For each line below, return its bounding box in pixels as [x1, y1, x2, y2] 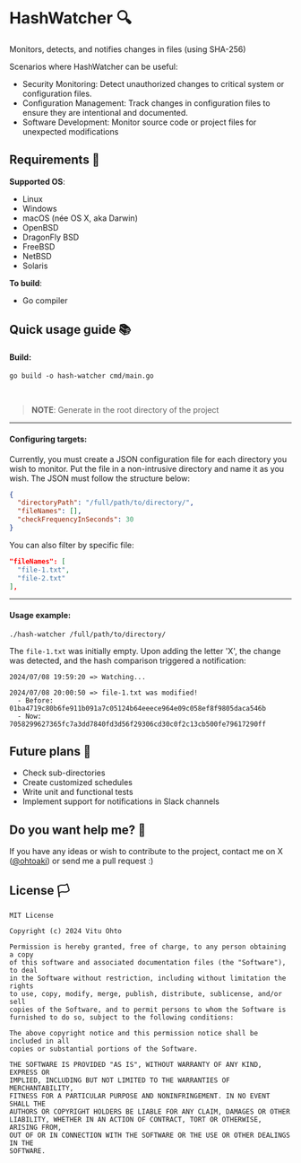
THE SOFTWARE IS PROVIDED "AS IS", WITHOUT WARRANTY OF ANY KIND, [9, 1061, 262, 1070]
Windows [21, 203, 57, 214]
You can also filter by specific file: [9, 539, 134, 550]
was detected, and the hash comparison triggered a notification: [9, 655, 246, 666]
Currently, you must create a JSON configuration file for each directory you [9, 453, 288, 464]
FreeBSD [21, 240, 56, 252]
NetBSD [21, 250, 52, 261]
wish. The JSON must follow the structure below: [9, 473, 191, 484]
